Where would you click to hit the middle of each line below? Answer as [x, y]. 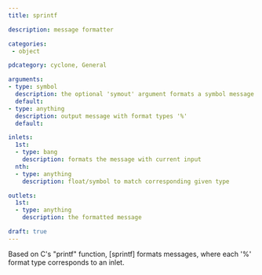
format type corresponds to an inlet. [66, 262]
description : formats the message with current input [112, 159]
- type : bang [36, 152]
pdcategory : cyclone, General [58, 65]
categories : [27, 44]
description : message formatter [61, 29]
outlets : [22, 196]
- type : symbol [33, 87]
